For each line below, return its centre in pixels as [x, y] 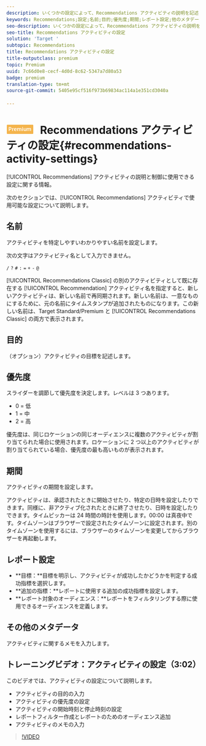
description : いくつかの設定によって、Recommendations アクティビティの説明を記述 [103, 13]
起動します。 [44, 538]
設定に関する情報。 [31, 184]
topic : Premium [26, 64]
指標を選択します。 [45, 583]
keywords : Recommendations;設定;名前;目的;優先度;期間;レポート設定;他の [94, 19]
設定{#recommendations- [105, 146]
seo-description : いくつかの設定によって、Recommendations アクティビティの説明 [101, 26]
